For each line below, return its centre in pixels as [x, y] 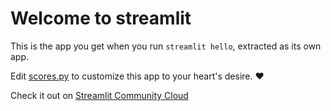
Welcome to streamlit [101, 18]
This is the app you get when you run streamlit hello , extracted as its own [166, 46]
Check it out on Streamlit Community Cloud [99, 95]
